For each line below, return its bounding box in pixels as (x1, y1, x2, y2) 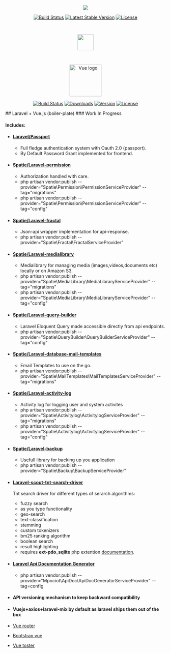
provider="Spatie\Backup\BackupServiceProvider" (20, 468, 126, 474)
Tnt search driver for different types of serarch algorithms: (12, 491, 135, 497)
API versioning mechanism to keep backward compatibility (12, 595, 140, 601)
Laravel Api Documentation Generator (12, 561, 95, 567)
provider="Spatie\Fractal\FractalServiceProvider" (20, 240, 124, 246)
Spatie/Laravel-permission (12, 162, 71, 168)
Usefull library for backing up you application (20, 457, 115, 463)
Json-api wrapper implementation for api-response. (20, 229, 129, 235)
